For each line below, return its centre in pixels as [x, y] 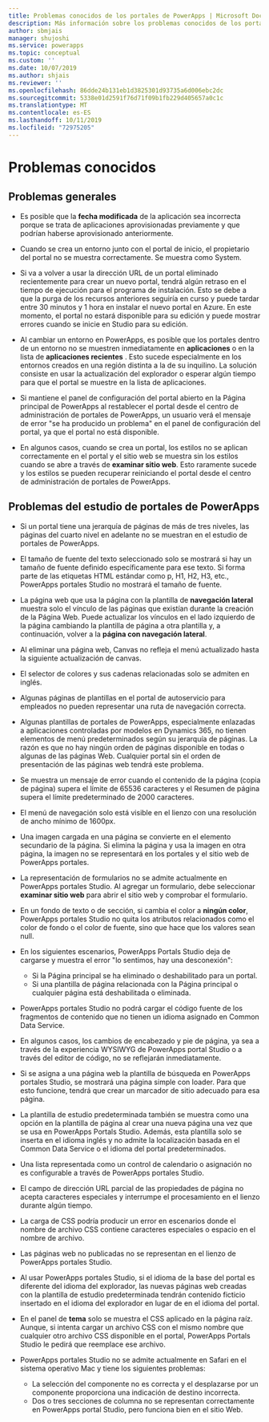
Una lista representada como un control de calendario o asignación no [136, 1164]
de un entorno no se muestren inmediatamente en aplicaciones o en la [137, 348]
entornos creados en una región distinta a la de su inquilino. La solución [139, 365]
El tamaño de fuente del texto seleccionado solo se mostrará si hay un [136, 559]
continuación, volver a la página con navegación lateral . [113, 634]
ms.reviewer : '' [35, 83]
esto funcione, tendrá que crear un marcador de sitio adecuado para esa [140, 1090]
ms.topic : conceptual [44, 53]
